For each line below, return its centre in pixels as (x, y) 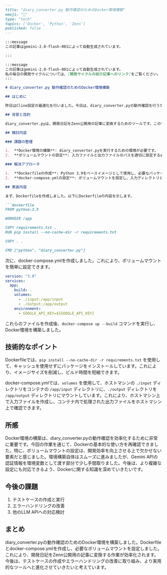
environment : (28, 308)
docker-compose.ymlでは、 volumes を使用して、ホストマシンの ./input (79, 383)
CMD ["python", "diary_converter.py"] (45, 250)
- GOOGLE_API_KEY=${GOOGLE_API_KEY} (56, 313)
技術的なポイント (31, 347)
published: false (23, 28)
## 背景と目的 (18, 115)
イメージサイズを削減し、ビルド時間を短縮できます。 (68, 372)
